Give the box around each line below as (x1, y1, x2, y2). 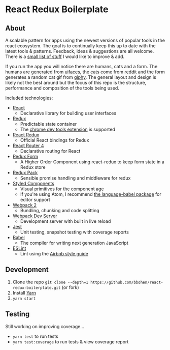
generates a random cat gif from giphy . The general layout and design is (5, 74, 156, 80)
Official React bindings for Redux (20, 137, 89, 143)
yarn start (12, 296, 36, 301)
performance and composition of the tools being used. (5, 85, 119, 91)
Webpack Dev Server (12, 213, 57, 219)
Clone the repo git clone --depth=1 (12, 279, 89, 285)
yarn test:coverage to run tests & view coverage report (12, 338, 129, 344)
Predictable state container (20, 121, 77, 127)
